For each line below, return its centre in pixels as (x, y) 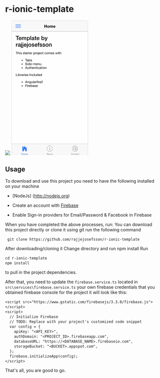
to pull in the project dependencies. (41, 272)
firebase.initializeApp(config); (44, 356)
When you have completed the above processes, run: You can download (79, 225)
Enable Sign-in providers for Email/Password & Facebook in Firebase (82, 215)
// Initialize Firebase (34, 317)
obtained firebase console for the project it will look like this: (66, 293)
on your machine (22, 187)
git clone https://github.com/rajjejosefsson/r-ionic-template (73, 240)
